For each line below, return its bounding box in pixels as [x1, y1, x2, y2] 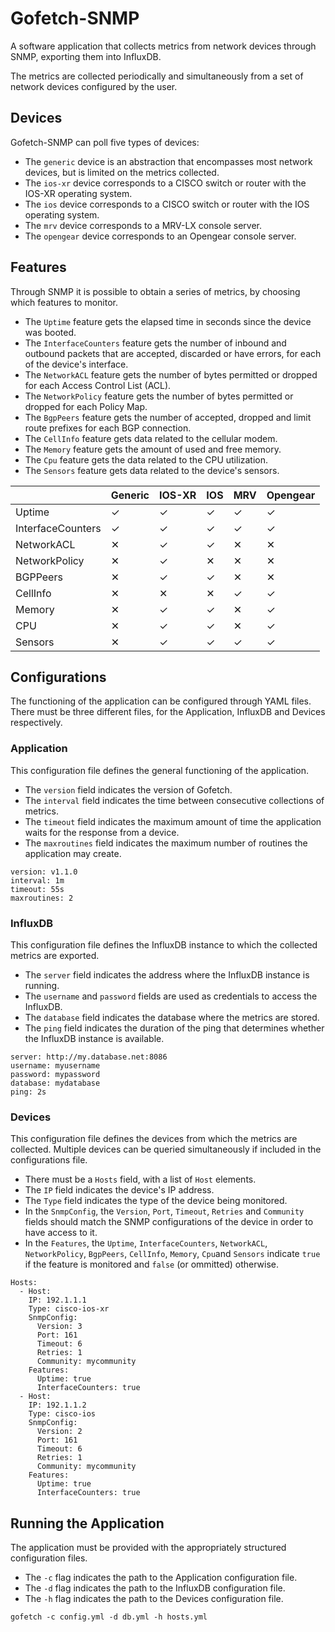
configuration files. [10, 1552, 88, 1564]
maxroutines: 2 [10, 893, 74, 903]
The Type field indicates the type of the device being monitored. [24, 1195, 288, 1207]
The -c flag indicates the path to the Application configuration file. [24, 1572, 298, 1584]
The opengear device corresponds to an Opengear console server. [24, 230, 297, 242]
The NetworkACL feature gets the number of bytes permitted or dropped [24, 368, 318, 381]
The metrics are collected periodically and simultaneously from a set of [10, 70, 304, 82]
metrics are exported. [10, 949, 100, 961]
